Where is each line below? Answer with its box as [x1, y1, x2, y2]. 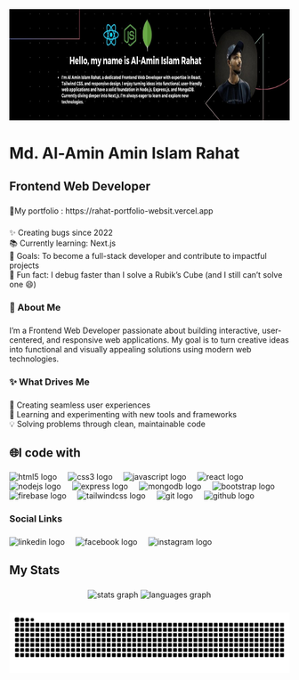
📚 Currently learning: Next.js [9, 238, 117, 248]
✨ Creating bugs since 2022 [9, 227, 114, 239]
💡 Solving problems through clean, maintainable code [9, 418, 206, 430]
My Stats [9, 563, 61, 578]
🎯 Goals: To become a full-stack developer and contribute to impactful [9, 251, 267, 262]
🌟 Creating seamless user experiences [9, 400, 151, 410]
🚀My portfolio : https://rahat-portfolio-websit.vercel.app [9, 205, 214, 216]
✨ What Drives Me [9, 376, 91, 388]
